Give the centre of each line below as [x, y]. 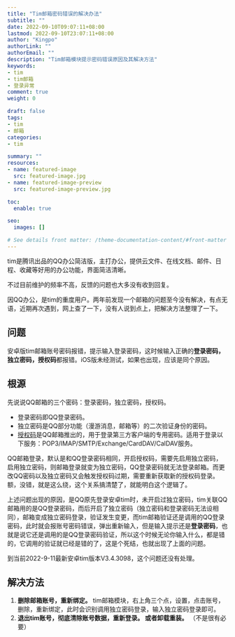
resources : [23, 163]
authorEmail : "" [31, 53]
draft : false [26, 112]
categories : [24, 138]
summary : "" [24, 156]
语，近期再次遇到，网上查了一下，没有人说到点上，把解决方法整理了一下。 [114, 308]
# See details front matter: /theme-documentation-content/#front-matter [117, 240]
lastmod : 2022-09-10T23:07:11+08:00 [60, 33]
